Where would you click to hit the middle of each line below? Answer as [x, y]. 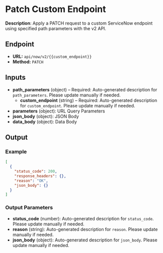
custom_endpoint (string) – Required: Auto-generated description [89, 100]
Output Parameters [29, 208]
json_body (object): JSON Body [46, 116]
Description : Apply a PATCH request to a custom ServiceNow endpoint [79, 23]
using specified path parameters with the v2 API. [56, 28]
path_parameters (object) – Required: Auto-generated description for [85, 89]
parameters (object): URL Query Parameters [59, 111]
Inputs [16, 78]
